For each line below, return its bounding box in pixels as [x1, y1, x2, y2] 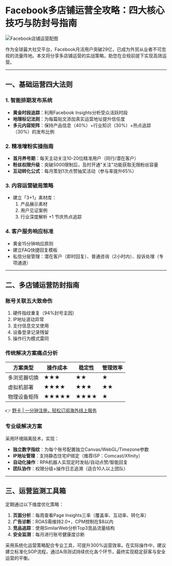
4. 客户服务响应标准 [5, 228, 54, 235]
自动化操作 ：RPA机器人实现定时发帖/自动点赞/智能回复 [12, 459, 128, 465]
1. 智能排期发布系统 [5, 97, 53, 104]
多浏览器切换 [8, 374, 39, 381]
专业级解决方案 [5, 423, 42, 430]
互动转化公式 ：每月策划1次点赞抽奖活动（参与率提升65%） [12, 168, 137, 174]
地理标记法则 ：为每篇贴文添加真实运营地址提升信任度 [12, 116, 125, 122]
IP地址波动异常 [12, 316, 45, 323]
